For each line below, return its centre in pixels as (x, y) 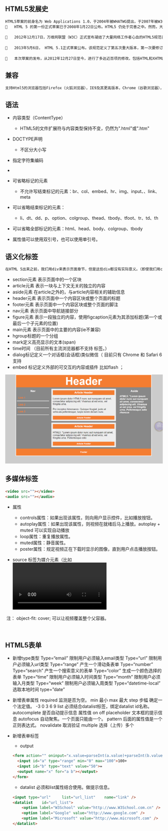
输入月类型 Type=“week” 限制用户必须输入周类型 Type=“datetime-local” (86, 683)
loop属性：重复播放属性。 (46, 536)
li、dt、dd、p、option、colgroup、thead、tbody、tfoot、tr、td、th (89, 218)
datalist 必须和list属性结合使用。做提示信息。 (66, 787)
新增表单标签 (25, 736)
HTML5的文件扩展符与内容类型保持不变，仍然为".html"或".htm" (85, 128)
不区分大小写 (33, 150)
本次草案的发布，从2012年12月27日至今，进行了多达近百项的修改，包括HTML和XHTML (89, 58)
